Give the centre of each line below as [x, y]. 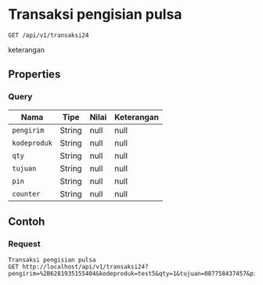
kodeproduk [32, 143]
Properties [34, 75]
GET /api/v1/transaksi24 [49, 35]
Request [24, 244]
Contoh [27, 222]
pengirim [28, 130]
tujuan [24, 168]
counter [26, 194]
